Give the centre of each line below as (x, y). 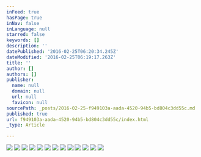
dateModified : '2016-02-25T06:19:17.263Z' (61, 57)
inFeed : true (23, 12)
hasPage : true (24, 18)
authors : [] (21, 74)
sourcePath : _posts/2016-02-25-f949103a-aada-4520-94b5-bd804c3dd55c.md (101, 108)
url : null (24, 97)
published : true (27, 114)
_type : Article (26, 125)
